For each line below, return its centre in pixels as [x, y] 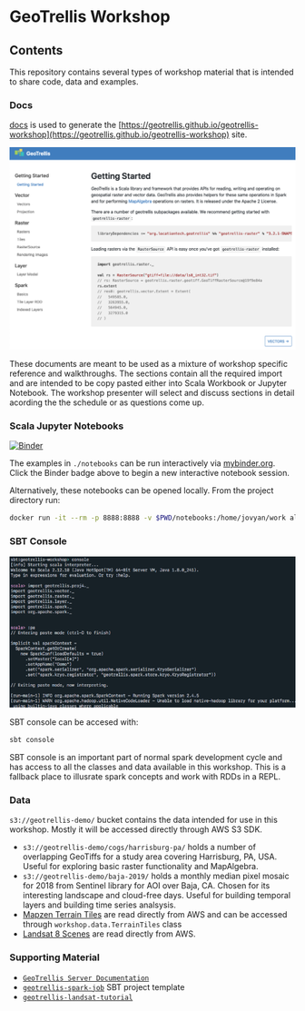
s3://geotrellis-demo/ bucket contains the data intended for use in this [144, 820]
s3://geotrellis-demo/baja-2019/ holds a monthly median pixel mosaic [156, 876]
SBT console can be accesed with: [74, 722]
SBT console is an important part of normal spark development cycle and [146, 757]
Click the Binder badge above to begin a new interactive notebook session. [150, 473]
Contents [36, 50]
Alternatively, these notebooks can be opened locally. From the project [142, 491]
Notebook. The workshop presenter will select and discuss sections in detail [152, 393]
